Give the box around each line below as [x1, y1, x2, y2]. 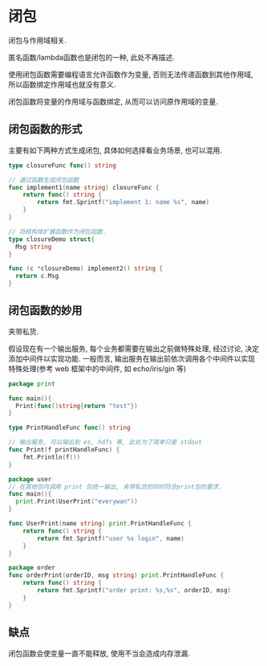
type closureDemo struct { [8, 235, 95, 243]
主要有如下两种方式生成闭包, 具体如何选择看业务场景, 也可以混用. [8, 145, 222, 155]
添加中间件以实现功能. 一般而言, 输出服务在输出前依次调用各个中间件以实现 [8, 353, 255, 363]
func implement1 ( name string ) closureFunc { [8, 183, 160, 191]
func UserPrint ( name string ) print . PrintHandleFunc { [8, 520, 192, 528]
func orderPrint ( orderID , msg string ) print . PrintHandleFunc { [8, 571, 225, 579]
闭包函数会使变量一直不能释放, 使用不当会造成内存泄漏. [8, 648, 191, 658]
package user [8, 475, 52, 483]
